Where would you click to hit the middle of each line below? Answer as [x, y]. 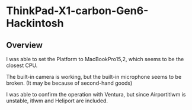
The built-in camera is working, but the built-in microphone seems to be [94, 77]
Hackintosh [35, 23]
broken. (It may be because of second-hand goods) [69, 83]
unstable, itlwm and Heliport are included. [57, 101]
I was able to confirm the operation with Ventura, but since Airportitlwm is [96, 94]
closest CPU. [22, 65]
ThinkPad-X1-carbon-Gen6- [77, 11]
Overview [25, 45]
